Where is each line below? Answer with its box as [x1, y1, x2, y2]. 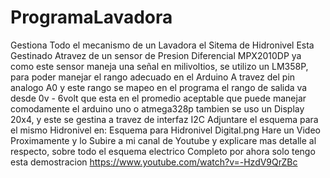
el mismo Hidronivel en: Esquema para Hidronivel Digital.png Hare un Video [10, 124, 321, 136]
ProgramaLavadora [10, 6, 173, 29]
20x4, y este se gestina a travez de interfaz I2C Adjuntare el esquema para [10, 113, 319, 125]
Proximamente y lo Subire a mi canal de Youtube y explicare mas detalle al [10, 134, 317, 146]
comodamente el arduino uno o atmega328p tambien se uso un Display [10, 102, 305, 115]
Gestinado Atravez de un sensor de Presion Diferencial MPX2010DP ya [10, 49, 302, 61]
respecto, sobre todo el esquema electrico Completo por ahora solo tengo [10, 145, 316, 157]
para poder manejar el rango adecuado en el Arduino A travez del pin [10, 71, 296, 83]
